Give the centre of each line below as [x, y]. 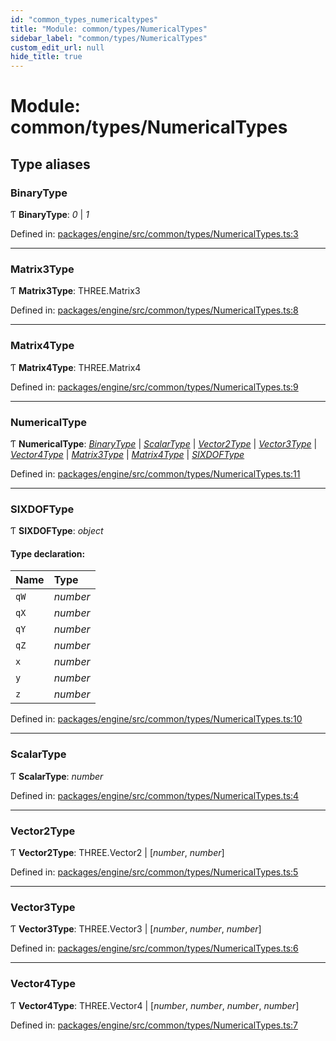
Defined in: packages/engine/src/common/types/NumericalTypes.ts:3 [154, 234]
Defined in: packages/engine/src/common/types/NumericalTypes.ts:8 [154, 310]
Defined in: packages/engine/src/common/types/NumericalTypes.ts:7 [154, 1025]
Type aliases [50, 164]
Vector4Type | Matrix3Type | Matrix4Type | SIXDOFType [127, 454]
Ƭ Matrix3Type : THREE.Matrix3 [75, 291]
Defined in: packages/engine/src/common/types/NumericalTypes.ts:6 [154, 948]
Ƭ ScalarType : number [57, 776]
